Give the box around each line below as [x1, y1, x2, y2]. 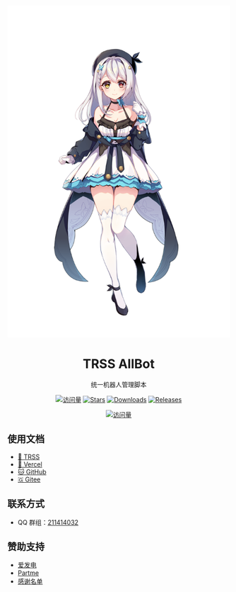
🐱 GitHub [17, 467, 47, 476]
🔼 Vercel [17, 459, 42, 469]
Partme [17, 569, 40, 577]
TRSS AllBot [82, 356, 155, 372]
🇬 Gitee [17, 475, 41, 484]
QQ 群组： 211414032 [17, 518, 79, 526]
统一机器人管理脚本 [90, 380, 147, 389]
